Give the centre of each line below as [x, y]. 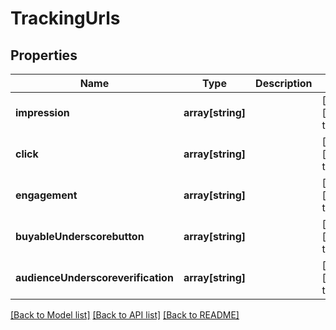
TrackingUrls [65, 18]
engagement [46, 195]
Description [284, 83]
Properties [44, 55]
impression [42, 112]
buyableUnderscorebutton [80, 236]
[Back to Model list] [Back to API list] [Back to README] [125, 315]
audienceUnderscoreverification [94, 277]
